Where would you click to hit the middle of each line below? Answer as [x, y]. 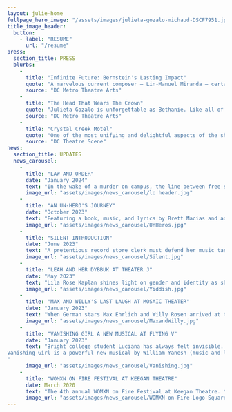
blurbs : [25, 65]
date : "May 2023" [50, 276]
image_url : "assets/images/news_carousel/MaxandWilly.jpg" [112, 321]
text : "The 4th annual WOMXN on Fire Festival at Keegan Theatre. [123, 391]
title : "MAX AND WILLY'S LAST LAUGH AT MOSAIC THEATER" [107, 302]
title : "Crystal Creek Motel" [69, 129]
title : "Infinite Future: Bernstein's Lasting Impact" [106, 78]
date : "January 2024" [57, 180]
